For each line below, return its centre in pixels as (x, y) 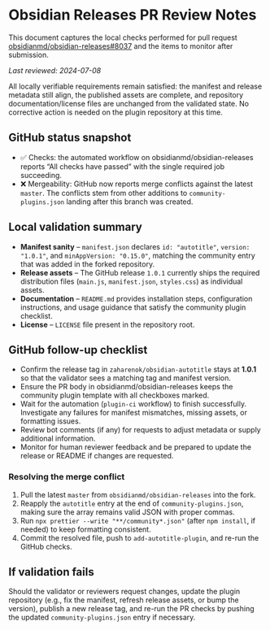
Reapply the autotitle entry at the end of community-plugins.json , (132, 503)
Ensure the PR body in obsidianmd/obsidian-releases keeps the (126, 387)
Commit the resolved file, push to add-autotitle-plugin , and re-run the (139, 537)
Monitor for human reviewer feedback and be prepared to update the (136, 447)
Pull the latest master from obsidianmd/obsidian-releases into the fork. (138, 494)
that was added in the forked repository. (87, 264)
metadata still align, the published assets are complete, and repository (126, 94)
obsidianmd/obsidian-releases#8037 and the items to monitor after (121, 46)
